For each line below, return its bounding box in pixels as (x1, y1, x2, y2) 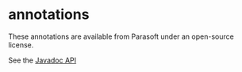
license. (8, 40, 34, 49)
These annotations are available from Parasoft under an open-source (8, 32, 234, 41)
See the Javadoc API (8, 55, 77, 65)
